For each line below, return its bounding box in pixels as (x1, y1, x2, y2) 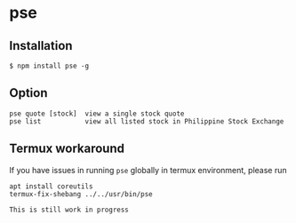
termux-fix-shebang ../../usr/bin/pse (9, 189, 153, 198)
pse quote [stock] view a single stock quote (9, 109, 185, 118)
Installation (9, 38, 73, 53)
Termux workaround (9, 141, 124, 156)
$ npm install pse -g (9, 61, 90, 70)
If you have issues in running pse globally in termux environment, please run (9, 164, 287, 175)
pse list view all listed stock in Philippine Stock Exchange (9, 116, 284, 126)
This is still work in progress (9, 205, 129, 214)
